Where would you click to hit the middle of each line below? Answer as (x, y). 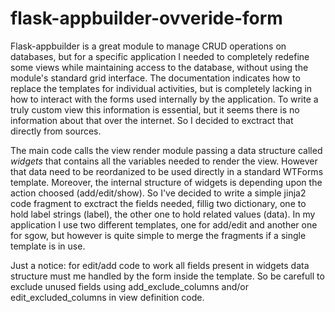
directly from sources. (56, 131)
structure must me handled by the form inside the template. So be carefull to (167, 276)
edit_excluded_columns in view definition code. (107, 297)
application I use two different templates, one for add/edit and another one (164, 224)
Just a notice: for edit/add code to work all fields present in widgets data (160, 265)
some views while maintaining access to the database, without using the (159, 67)
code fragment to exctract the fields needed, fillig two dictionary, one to (158, 203)
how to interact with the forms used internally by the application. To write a (164, 99)
